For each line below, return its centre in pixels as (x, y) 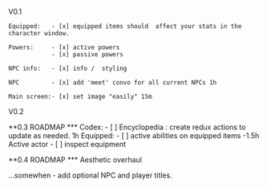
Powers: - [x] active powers (64, 47)
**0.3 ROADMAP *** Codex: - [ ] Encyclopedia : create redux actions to (127, 127)
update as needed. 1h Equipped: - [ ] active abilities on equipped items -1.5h (134, 135)
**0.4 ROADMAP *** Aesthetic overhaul (75, 159)
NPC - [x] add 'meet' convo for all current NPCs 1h (113, 83)
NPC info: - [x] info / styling (68, 68)
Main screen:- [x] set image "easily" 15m (80, 96)
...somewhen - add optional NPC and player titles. (90, 175)
